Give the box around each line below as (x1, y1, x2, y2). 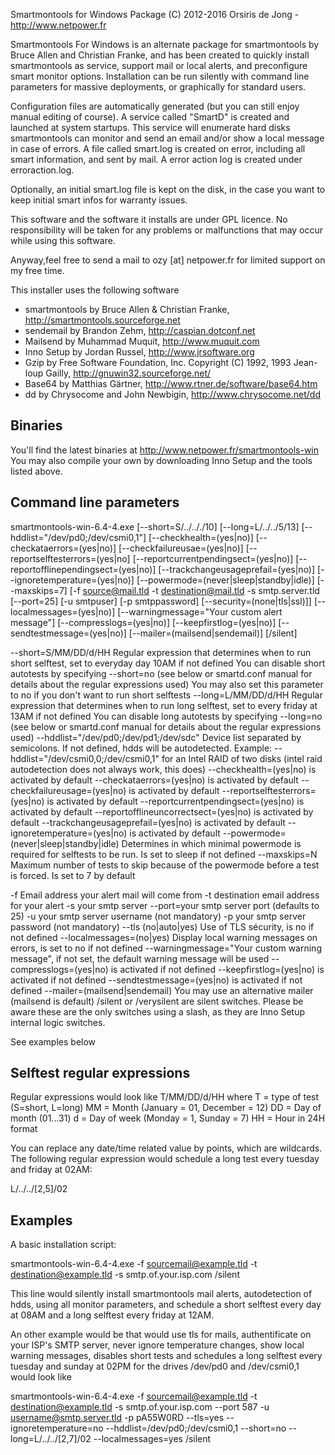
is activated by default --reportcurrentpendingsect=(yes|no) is (46, 795, 305, 807)
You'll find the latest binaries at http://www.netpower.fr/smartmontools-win (10, 444, 319, 456)
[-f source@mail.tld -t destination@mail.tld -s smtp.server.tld (69, 584, 320, 596)
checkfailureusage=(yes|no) (10, 784, 127, 796)
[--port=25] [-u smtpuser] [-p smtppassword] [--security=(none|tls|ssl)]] (10, 595, 312, 607)
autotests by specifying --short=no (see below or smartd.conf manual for (10, 667, 313, 679)
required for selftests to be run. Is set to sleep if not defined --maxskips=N (10, 848, 318, 860)
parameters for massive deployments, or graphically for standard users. (10, 81, 307, 93)
